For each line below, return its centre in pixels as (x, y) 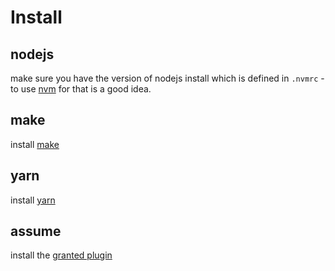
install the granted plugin (61, 255)
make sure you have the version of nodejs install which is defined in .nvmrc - (167, 78)
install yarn (33, 200)
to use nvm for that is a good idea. (81, 89)
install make (35, 144)
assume (36, 231)
